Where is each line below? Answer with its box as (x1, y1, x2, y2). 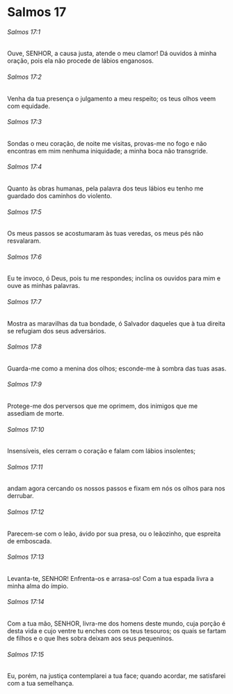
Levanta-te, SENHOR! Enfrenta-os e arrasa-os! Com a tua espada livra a (7, 574, 214, 582)
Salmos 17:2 (7, 73, 42, 81)
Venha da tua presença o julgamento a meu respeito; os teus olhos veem (7, 94, 216, 103)
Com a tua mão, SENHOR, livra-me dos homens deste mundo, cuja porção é (7, 619, 226, 628)
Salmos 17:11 (7, 462, 43, 471)
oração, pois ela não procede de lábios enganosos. (7, 56, 154, 65)
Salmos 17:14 (7, 598, 45, 606)
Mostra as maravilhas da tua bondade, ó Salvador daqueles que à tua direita (7, 319, 226, 328)
